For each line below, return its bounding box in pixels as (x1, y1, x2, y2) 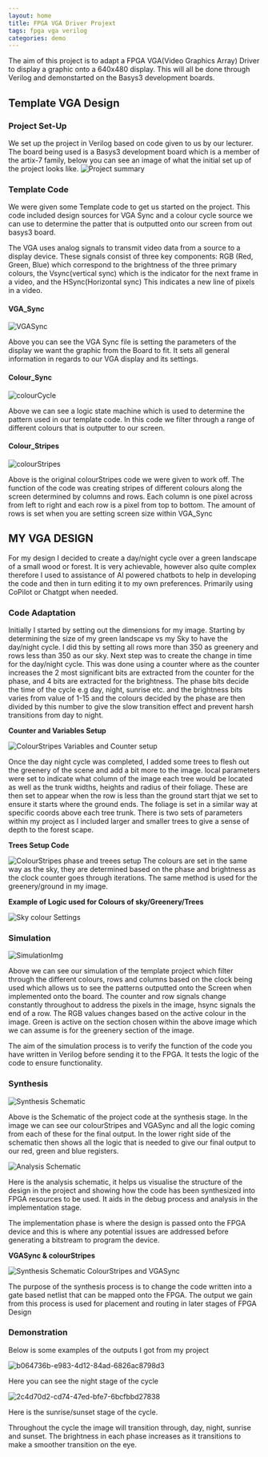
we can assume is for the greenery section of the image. (8, 1026, 194, 1035)
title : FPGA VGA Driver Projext (8, 19, 116, 27)
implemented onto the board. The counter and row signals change (8, 992, 226, 1001)
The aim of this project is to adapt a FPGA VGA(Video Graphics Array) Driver (8, 56, 260, 66)
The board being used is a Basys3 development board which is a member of (8, 147, 260, 156)
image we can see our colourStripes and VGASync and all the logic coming (8, 1120, 255, 1130)
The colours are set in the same (142, 856, 248, 865)
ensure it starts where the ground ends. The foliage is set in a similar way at (8, 799, 258, 809)
